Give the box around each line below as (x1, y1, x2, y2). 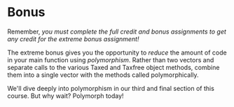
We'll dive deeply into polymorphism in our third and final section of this (7, 84, 215, 92)
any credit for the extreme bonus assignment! (7, 34, 139, 43)
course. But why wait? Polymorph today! (7, 92, 124, 100)
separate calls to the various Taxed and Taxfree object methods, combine (7, 63, 220, 71)
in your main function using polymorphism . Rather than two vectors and (7, 55, 214, 64)
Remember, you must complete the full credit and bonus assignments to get (7, 27, 226, 36)
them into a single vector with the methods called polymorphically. (7, 71, 199, 79)
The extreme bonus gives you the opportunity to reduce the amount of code (7, 48, 227, 57)
